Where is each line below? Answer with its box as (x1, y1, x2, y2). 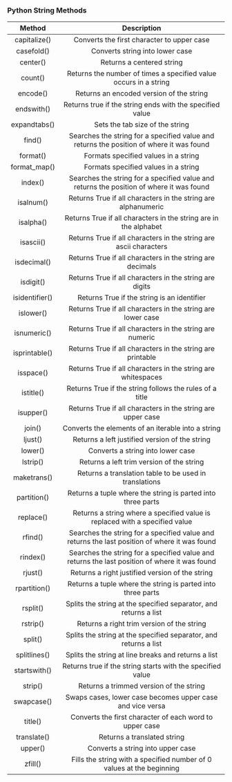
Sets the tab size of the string (94, 120, 190, 129)
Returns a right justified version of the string (70, 568, 213, 578)
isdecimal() (14, 257, 52, 267)
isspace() (17, 368, 48, 378)
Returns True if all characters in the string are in (64, 213, 219, 223)
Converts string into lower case (90, 46, 193, 56)
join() (23, 424, 41, 433)
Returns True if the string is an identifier (77, 293, 206, 302)
